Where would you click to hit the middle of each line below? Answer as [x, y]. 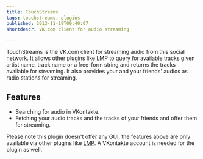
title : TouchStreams [33, 12]
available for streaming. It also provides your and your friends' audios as [97, 72]
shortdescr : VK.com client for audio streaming [68, 29]
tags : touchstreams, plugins [43, 18]
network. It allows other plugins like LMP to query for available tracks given [101, 58]
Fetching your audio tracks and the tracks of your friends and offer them [106, 118]
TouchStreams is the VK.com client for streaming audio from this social [95, 52]
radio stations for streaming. [42, 78]
